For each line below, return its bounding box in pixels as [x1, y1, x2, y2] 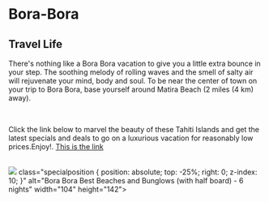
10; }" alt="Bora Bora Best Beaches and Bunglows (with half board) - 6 [8, 176, 244, 185]
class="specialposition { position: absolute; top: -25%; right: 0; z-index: [18, 167, 258, 177]
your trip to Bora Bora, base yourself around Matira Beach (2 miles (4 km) [8, 84, 254, 94]
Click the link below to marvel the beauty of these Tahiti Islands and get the [8, 125, 259, 134]
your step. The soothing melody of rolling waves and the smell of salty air [8, 67, 254, 77]
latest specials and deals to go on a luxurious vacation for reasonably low [8, 133, 254, 143]
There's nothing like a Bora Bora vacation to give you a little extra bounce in [8, 58, 261, 68]
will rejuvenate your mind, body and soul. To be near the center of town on [8, 76, 258, 85]
